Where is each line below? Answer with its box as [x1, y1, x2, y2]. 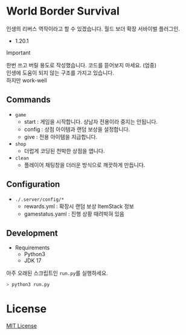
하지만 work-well [6, 76, 47, 84]
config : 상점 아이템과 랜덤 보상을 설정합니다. [24, 126, 130, 133]
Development [6, 228, 59, 238]
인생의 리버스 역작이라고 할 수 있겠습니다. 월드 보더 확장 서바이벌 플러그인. [6, 25, 180, 32]
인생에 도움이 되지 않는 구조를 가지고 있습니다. [6, 69, 115, 76]
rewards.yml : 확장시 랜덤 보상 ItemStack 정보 [24, 202, 135, 210]
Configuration [6, 179, 60, 189]
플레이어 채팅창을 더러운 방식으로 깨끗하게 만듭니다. [24, 161, 146, 168]
